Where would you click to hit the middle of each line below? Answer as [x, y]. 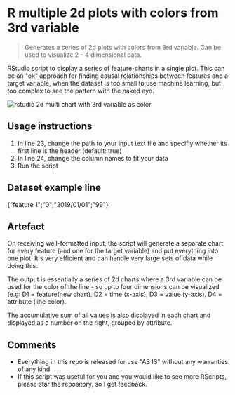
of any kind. [34, 369]
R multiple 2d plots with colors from [113, 13]
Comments [32, 345]
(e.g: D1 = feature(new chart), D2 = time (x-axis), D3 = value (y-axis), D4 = [115, 294]
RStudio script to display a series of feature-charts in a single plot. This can [116, 68]
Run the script [38, 166]
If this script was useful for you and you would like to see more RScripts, [122, 377]
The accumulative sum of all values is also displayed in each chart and [109, 315]
